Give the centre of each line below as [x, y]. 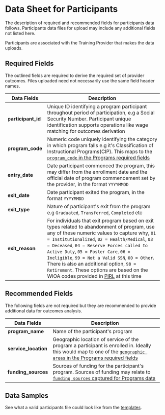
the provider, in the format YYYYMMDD [88, 184]
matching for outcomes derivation [86, 131]
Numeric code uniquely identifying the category [102, 139]
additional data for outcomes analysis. [44, 311]
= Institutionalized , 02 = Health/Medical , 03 [100, 239]
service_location [27, 348]
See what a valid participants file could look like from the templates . [74, 408]
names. [13, 86]
